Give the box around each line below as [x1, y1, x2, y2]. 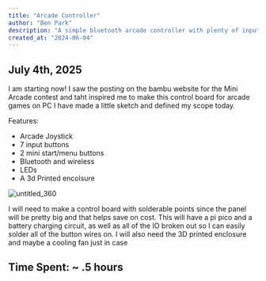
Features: [8, 116, 40, 126]
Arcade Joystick [19, 131, 74, 141]
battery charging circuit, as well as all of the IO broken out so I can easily [8, 221, 245, 230]
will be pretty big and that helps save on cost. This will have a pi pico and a [8, 213, 253, 222]
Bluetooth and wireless [19, 157, 95, 166]
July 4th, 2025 [8, 63, 82, 76]
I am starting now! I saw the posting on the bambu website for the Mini [8, 84, 238, 93]
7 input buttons [19, 140, 70, 150]
